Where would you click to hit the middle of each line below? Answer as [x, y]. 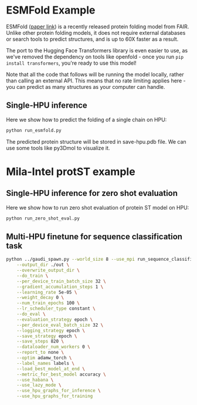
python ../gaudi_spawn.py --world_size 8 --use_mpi [70, 260]
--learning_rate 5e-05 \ [47, 292]
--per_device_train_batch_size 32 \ [62, 281]
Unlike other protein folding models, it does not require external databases [96, 32]
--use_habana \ [35, 380]
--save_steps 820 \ [40, 341]
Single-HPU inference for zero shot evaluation [92, 193]
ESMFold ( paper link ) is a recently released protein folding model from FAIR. [98, 26]
